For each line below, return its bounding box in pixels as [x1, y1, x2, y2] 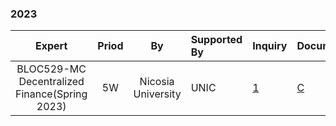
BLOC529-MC [16, 62, 87, 76]
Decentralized [18, 75, 85, 89]
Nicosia [139, 75, 175, 89]
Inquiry [252, 39, 288, 53]
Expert [35, 39, 68, 53]
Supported [190, 33, 243, 47]
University [133, 87, 182, 101]
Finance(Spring [15, 87, 88, 101]
